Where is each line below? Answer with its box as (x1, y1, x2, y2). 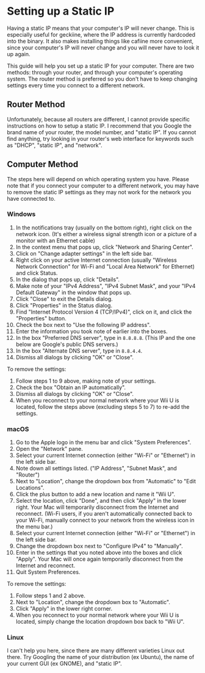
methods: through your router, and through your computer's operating (7, 68, 183, 76)
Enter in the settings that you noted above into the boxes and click (15, 549, 182, 556)
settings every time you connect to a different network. (7, 81, 145, 89)
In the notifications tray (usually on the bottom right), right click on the (15, 224, 192, 231)
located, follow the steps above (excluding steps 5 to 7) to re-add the (15, 403, 190, 410)
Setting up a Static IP (7, 4, 115, 18)
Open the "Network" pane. (15, 445, 83, 453)
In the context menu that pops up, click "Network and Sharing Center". (15, 243, 194, 251)
